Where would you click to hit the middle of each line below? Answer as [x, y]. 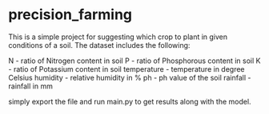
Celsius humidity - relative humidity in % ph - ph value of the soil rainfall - [130, 77]
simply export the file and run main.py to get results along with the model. [130, 101]
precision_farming [70, 15]
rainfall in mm [31, 86]
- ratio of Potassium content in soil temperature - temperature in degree [127, 69]
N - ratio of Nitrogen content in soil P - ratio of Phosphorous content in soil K [134, 61]
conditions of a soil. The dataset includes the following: [99, 45]
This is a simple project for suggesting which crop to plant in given [118, 37]
